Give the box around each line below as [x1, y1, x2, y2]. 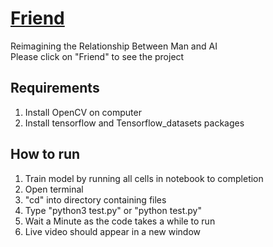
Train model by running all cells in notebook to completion [24, 172, 264, 184]
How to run [10, 146, 81, 163]
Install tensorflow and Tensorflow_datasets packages [24, 117, 245, 129]
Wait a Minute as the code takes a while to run [24, 215, 216, 227]
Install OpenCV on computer [24, 106, 142, 118]
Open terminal [24, 183, 84, 195]
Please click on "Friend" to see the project [10, 50, 185, 62]
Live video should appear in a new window [24, 225, 202, 237]
